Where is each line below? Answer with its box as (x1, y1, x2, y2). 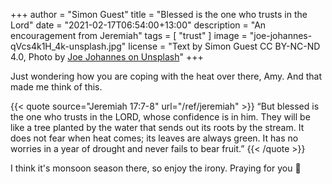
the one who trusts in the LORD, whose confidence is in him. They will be (10, 111, 311, 123)
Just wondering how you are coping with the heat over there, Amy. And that (10, 70, 323, 82)
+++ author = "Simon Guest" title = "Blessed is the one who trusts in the (10, 9, 308, 20)
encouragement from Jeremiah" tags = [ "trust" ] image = (10, 30, 248, 41)
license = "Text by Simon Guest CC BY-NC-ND (128, 40, 321, 52)
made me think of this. (10, 81, 103, 93)
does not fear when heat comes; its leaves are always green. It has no (10, 132, 299, 144)
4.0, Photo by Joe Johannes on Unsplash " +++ (10, 51, 204, 63)
